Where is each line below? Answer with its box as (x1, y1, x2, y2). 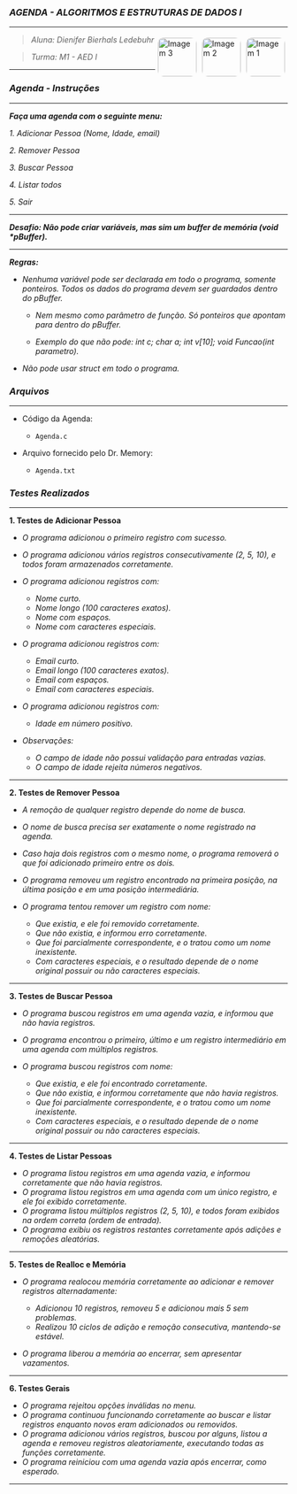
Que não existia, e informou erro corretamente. (34, 928, 208, 939)
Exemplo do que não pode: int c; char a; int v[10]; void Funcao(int (34, 336, 275, 347)
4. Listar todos (9, 179, 62, 189)
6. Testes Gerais (9, 1383, 71, 1394)
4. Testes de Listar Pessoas (9, 1151, 112, 1161)
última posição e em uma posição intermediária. (21, 884, 200, 895)
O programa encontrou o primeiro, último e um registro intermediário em (21, 1035, 287, 1045)
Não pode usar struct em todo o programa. (21, 363, 179, 373)
